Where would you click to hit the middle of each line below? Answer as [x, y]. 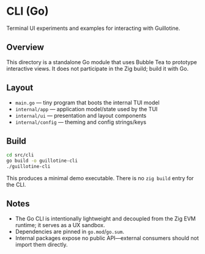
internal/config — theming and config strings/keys [81, 122]
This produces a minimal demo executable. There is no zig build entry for [100, 178]
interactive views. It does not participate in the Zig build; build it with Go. [97, 68]
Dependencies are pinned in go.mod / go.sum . [69, 231]
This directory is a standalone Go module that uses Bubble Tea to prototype [102, 62]
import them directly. [42, 244]
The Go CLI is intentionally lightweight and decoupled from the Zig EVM [105, 219]
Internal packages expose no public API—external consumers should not [107, 238]
